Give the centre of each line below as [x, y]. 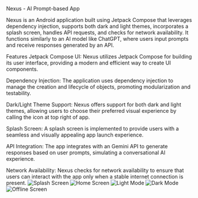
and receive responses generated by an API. [60, 45]
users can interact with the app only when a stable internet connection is [95, 176]
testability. [19, 93]
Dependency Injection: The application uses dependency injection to [90, 80]
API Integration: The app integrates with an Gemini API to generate [87, 146]
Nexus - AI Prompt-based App [43, 9]
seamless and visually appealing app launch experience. [75, 135]
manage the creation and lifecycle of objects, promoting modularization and [98, 87]
